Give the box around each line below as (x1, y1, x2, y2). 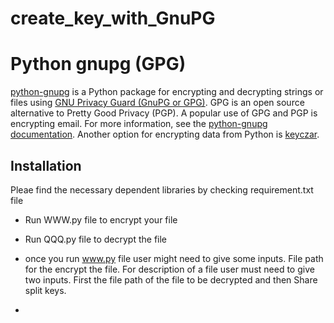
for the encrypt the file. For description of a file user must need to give (24, 263, 315, 275)
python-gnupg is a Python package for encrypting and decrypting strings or (10, 86, 324, 98)
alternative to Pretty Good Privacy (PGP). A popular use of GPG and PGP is (10, 107, 318, 119)
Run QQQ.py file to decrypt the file (24, 233, 168, 245)
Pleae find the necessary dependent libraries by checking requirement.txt (10, 183, 314, 196)
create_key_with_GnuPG (10, 7, 216, 30)
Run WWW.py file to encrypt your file (24, 213, 178, 226)
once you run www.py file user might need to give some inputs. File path (24, 252, 324, 264)
